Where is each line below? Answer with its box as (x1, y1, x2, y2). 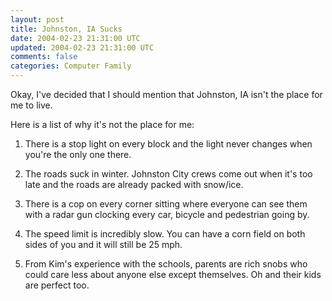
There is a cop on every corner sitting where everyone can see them (24, 198, 308, 210)
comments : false (10, 52, 78, 62)
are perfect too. (24, 279, 90, 291)
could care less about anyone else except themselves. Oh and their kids (24, 269, 322, 280)
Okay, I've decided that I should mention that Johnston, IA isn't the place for (10, 89, 323, 100)
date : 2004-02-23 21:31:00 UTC (10, 33, 141, 43)
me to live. (10, 99, 53, 111)
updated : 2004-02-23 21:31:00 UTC (10, 42, 155, 53)
